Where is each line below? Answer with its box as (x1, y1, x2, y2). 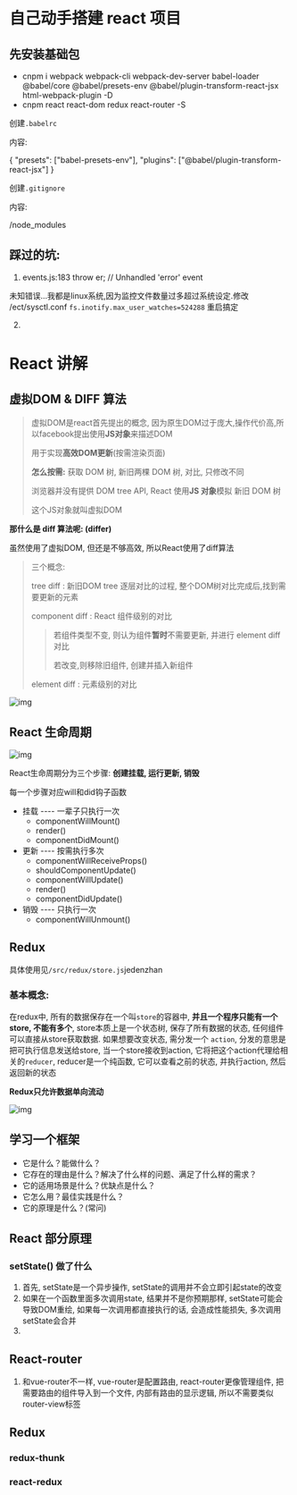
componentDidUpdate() (35, 893, 123, 904)
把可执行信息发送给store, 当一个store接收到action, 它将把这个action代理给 (9, 1044, 281, 1055)
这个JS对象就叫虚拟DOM (30, 504, 123, 515)
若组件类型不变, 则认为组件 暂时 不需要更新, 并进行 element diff (53, 629, 281, 640)
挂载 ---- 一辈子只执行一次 (21, 806, 120, 816)
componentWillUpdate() (35, 874, 124, 885)
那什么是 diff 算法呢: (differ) (9, 523, 112, 534)
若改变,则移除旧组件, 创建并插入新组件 (53, 659, 194, 671)
